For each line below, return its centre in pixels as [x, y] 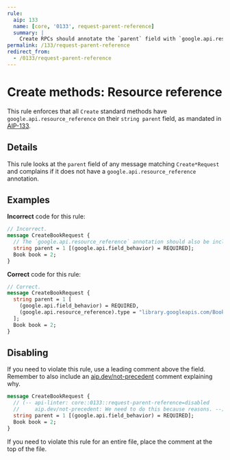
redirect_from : [29, 52]
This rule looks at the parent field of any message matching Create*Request [113, 164]
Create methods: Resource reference [115, 92]
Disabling [28, 353]
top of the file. [27, 449]
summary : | [29, 33]
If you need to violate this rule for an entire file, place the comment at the [110, 441]
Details [22, 147]
